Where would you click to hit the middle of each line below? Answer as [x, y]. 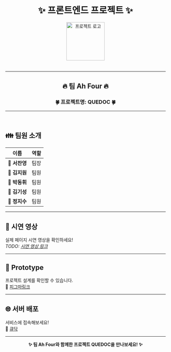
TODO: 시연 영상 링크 [27, 246]
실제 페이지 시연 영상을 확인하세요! [39, 240]
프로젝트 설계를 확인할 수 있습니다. [39, 281]
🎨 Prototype [25, 268]
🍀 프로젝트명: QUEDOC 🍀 [85, 102]
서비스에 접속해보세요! [27, 322]
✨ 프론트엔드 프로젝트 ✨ [85, 10]
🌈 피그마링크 [18, 287]
